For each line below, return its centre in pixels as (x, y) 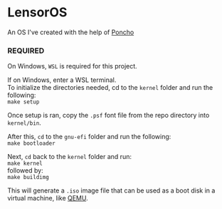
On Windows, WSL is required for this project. (72, 66)
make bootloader (31, 143)
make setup (23, 102)
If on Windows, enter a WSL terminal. (62, 80)
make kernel (25, 164)
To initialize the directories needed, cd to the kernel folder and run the (110, 88)
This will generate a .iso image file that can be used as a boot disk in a (111, 190)
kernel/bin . (24, 123)
